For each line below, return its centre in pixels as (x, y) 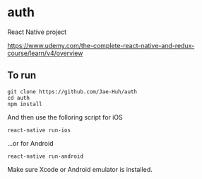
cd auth (19, 98)
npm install (25, 104)
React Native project (37, 32)
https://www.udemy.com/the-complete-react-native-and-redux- (101, 45)
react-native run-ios (39, 130)
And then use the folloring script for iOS (65, 117)
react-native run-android (45, 156)
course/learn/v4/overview (45, 53)
